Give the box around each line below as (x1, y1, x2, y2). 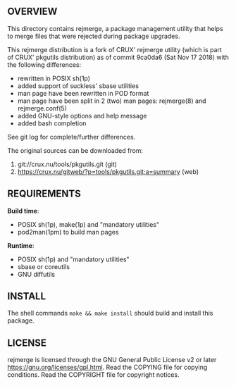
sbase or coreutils (17, 262, 70, 270)
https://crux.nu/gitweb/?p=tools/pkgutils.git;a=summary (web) (17, 167, 199, 175)
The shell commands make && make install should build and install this (7, 309, 213, 318)
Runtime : (7, 241, 35, 249)
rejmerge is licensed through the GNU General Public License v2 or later (7, 356, 217, 364)
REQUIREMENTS (7, 188, 81, 200)
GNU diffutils (17, 270, 55, 278)
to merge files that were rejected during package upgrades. (7, 32, 180, 40)
